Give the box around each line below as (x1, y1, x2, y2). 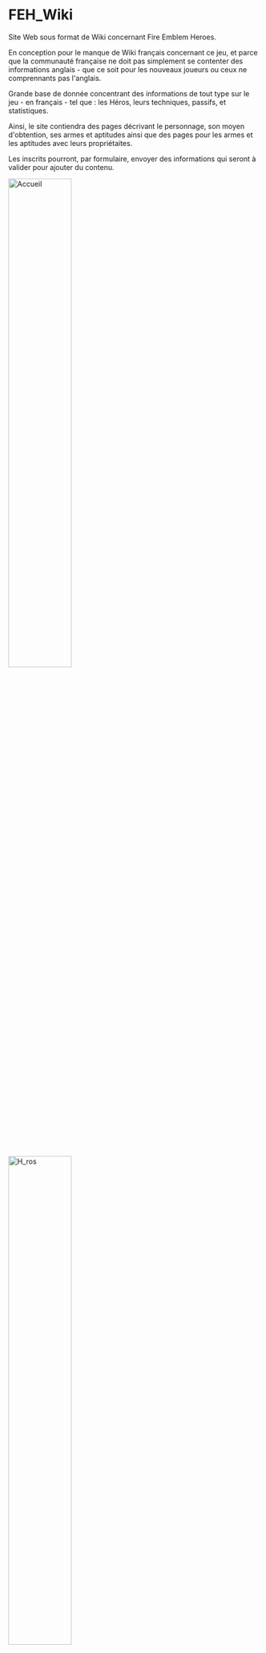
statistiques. (8, 106, 49, 115)
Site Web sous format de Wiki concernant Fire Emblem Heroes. (8, 32, 216, 42)
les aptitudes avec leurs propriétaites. (8, 138, 133, 148)
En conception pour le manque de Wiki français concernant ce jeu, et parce (8, 47, 258, 57)
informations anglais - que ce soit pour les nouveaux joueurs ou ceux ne (8, 64, 248, 74)
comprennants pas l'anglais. (8, 73, 102, 83)
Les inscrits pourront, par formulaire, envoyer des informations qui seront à (8, 154, 256, 164)
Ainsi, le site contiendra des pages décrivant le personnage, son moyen (8, 121, 245, 131)
